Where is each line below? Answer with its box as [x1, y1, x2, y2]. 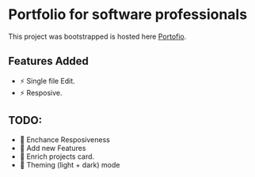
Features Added [8, 55, 89, 68]
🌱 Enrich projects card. [19, 152, 95, 161]
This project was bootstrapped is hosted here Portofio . [8, 32, 187, 41]
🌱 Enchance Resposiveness [19, 134, 111, 144]
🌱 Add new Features [19, 143, 86, 153]
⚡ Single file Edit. [19, 76, 75, 85]
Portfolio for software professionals [8, 6, 248, 24]
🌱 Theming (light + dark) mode [19, 160, 120, 169]
